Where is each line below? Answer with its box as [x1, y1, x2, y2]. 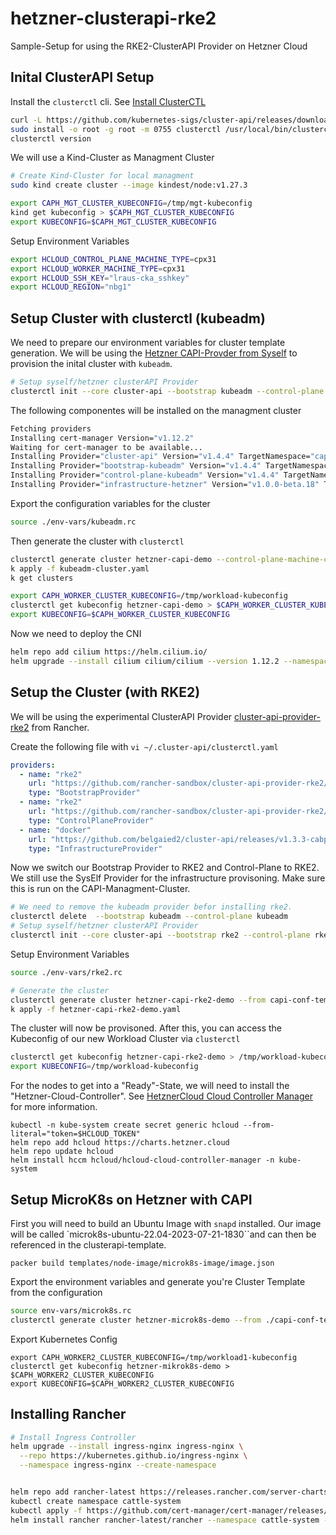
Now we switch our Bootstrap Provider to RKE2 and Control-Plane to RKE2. [10, 862, 320, 874]
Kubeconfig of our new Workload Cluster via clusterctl [10, 1033, 241, 1045]
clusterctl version [10, 133, 92, 144]
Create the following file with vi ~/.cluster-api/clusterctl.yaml [10, 740, 279, 752]
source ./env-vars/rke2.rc [10, 967, 123, 977]
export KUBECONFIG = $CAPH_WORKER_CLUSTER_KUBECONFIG [10, 610, 230, 620]
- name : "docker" [19, 825, 92, 835]
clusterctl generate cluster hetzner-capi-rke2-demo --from [10, 995, 267, 1005]
